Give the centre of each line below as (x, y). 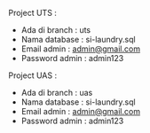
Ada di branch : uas (57, 93)
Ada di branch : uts (55, 30)
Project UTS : (32, 13)
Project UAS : (33, 75)
